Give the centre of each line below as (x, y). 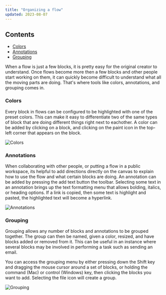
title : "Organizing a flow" (34, 10)
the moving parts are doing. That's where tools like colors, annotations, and (83, 83)
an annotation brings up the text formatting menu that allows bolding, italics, (83, 187)
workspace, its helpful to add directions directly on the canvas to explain (80, 171)
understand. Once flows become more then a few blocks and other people (82, 72)
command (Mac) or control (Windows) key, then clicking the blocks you (78, 273)
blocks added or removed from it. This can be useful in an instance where (81, 242)
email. (11, 252)
